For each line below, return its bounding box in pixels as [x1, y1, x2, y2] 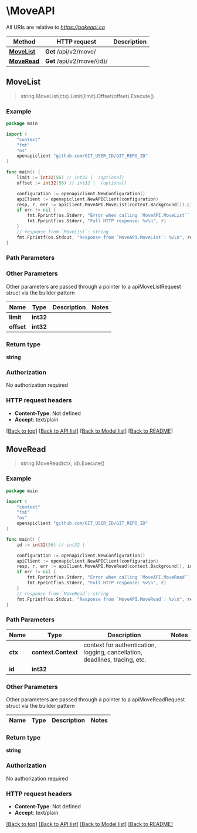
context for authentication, [83, 641, 157, 649]
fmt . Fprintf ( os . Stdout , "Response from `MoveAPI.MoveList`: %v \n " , [16, 234, 185, 240]
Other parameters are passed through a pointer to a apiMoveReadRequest [6, 695, 185, 703]
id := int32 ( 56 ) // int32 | [16, 542, 85, 548]
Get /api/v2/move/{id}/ [45, 57, 108, 65]
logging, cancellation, [83, 648, 142, 656]
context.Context [31, 648, 78, 656]
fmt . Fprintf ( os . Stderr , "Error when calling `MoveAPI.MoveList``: [27, 213, 193, 219]
